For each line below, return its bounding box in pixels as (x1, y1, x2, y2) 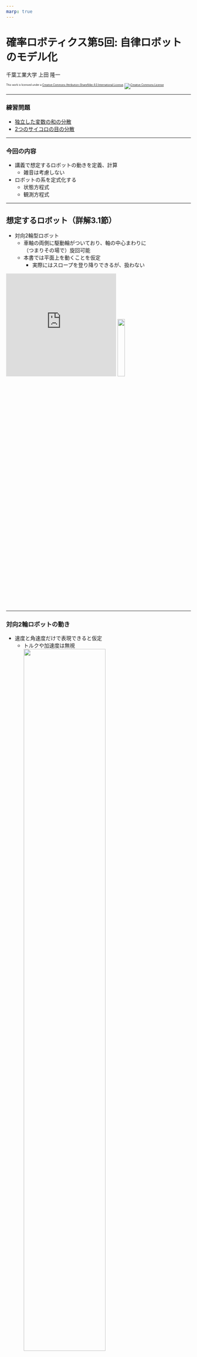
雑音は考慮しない (23, 169, 65, 176)
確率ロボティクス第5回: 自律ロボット (6, 36, 182, 49)
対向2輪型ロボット (14, 232, 60, 239)
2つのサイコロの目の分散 (14, 125, 75, 132)
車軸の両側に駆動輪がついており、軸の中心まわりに (23, 239, 147, 246)
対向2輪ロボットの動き (6, 620, 70, 628)
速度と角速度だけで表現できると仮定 (14, 635, 103, 642)
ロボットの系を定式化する (14, 176, 77, 183)
